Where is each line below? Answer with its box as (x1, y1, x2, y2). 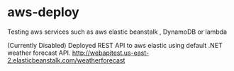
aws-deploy (7, 4, 79, 20)
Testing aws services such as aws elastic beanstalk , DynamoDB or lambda (7, 27, 228, 36)
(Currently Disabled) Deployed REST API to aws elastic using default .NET (7, 41, 223, 49)
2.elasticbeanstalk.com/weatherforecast (7, 56, 126, 64)
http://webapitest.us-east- (72, 49, 150, 57)
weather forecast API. (7, 49, 71, 57)
